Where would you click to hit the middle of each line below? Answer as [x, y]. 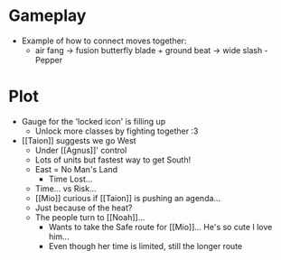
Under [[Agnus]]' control [81, 150]
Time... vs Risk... [66, 188]
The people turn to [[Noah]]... [90, 217]
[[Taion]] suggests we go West [79, 140]
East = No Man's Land [76, 169]
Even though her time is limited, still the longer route [145, 246]
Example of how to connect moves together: [104, 41]
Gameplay [47, 16]
